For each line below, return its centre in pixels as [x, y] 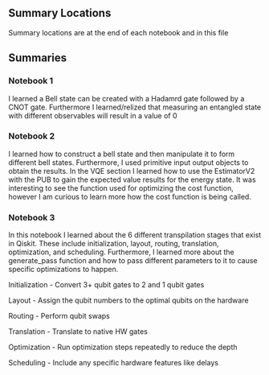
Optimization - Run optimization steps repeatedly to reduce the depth [123, 347]
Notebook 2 [32, 136]
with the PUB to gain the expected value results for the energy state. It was [132, 179]
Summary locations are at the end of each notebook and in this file [118, 32]
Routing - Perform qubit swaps [59, 316]
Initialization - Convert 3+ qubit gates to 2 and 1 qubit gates [106, 285]
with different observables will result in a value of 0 [93, 115]
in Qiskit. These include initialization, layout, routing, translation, [114, 244]
